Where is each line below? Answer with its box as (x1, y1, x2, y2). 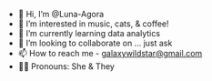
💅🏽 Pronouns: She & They (17, 61, 116, 72)
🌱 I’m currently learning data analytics (17, 28, 161, 38)
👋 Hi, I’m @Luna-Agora (17, 9, 105, 19)
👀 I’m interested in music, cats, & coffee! (17, 18, 170, 29)
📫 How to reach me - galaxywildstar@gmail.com (17, 48, 203, 58)
